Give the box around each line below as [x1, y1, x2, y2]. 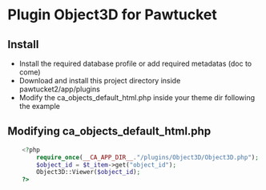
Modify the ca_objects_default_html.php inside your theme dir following [18, 93, 256, 102]
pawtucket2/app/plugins [18, 84, 101, 94]
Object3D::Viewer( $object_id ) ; [36, 168, 141, 176]
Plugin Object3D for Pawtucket [7, 6, 217, 24]
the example [18, 102, 61, 111]
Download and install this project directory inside [18, 76, 181, 85]
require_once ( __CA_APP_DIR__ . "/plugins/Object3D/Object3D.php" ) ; [36, 153, 260, 161]
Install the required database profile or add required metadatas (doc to [18, 59, 252, 68]
